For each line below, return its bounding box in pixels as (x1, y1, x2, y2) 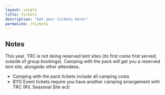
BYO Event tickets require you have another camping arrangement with (12, 78, 160, 85)
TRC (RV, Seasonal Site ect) (12, 84, 70, 90)
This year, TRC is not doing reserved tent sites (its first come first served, (5, 53, 157, 59)
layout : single (5, 7, 37, 12)
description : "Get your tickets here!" (5, 16, 89, 21)
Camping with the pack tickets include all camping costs (12, 73, 130, 79)
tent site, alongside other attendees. (5, 63, 80, 70)
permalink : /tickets (5, 21, 49, 26)
